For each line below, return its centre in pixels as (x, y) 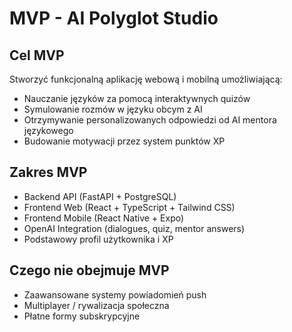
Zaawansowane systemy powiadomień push (115, 294)
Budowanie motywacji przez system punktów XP (124, 141)
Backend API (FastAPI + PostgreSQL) (100, 196)
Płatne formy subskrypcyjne (82, 316)
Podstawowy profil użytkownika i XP (98, 239)
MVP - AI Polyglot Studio (114, 18)
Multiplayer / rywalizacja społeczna (96, 305)
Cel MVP (37, 55)
